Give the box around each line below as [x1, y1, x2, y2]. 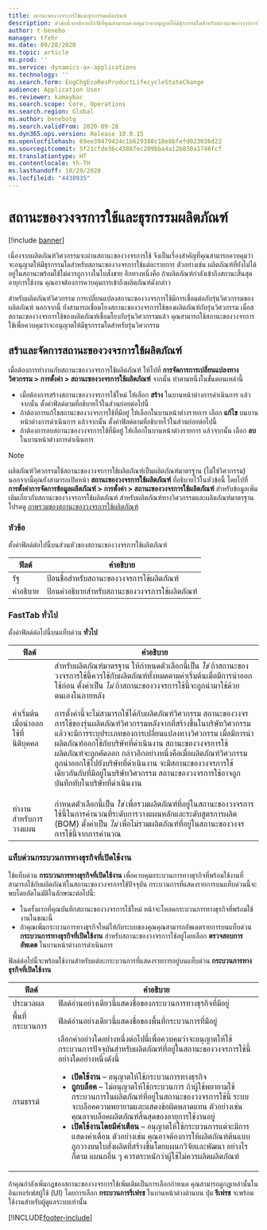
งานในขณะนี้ [19, 913, 53, 922]
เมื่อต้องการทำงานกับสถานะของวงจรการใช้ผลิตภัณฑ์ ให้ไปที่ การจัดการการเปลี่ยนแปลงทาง [8, 365, 239, 374]
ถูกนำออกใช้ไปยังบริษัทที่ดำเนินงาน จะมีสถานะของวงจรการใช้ [54, 758, 234, 769]
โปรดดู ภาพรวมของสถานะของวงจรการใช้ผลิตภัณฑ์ [8, 502, 139, 511]
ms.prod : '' [8, 56, 48, 64]
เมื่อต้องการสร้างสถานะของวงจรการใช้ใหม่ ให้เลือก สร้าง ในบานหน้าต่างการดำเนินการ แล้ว [19, 390, 252, 399]
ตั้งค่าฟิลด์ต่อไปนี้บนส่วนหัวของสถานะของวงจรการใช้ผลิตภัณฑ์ [8, 540, 168, 549]
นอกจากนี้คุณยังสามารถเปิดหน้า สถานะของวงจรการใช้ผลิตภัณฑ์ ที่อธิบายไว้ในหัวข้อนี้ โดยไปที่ [8, 475, 249, 484]
